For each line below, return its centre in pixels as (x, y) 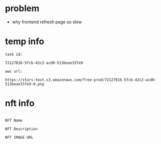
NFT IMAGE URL (19, 137)
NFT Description (21, 129)
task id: (14, 54)
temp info (25, 41)
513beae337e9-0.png (25, 84)
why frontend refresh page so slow (47, 22)
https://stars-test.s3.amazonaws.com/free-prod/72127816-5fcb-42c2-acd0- (81, 80)
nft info (20, 104)
